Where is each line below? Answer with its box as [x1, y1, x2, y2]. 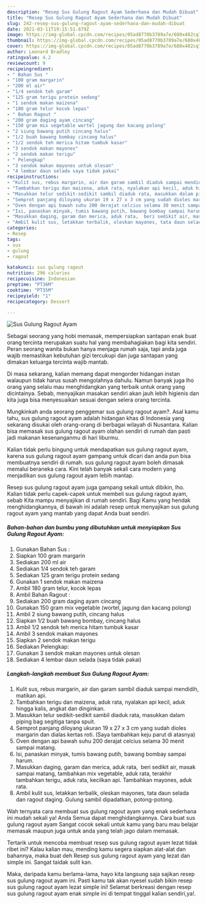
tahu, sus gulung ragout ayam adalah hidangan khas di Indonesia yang [7, 415, 185, 422]
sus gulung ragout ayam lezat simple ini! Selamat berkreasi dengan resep [7, 883, 192, 891]
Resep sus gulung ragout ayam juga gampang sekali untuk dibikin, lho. [7, 484, 185, 491]
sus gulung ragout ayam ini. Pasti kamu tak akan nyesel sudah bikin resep [7, 877, 193, 884]
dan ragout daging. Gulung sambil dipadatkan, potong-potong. [15, 796, 174, 803]
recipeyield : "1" [7, 293, 51, 299]
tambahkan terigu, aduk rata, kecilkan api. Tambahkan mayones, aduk [15, 776, 193, 784]
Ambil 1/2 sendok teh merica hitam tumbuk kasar [15, 624, 139, 631]
